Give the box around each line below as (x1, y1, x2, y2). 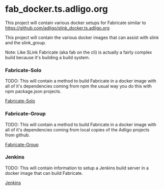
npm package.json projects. (5, 89, 61, 95)
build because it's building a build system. (5, 54, 90, 60)
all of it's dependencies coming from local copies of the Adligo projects (5, 127, 150, 132)
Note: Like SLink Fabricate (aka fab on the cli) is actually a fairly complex (5, 49, 152, 55)
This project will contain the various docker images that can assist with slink (5, 34, 159, 40)
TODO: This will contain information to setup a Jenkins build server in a (5, 165, 149, 171)
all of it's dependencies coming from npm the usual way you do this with (5, 83, 152, 89)
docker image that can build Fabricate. (5, 170, 83, 176)
